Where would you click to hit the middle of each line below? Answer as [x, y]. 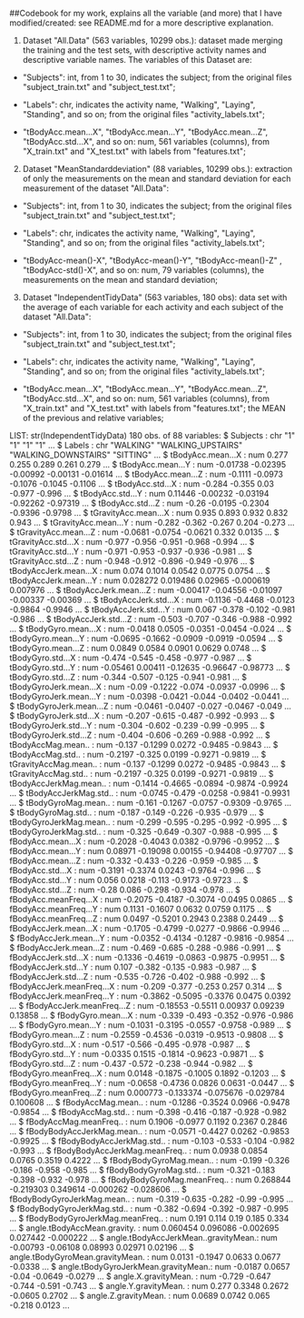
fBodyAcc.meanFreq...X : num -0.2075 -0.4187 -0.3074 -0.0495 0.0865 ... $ [151, 899]
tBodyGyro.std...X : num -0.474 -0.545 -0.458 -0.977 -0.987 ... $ [131, 658]
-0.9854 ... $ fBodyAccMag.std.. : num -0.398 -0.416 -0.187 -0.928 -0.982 [148, 1112]
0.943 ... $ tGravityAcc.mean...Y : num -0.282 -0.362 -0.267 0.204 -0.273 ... [152, 523]
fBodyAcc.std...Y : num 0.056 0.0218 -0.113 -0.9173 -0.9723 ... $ [129, 880]
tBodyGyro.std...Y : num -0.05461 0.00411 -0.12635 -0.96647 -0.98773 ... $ [150, 667]
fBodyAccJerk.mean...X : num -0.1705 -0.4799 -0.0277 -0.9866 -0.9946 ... [150, 928]
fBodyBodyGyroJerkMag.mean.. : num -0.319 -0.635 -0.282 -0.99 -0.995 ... [152, 1199]
